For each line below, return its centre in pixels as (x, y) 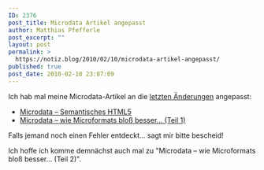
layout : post (30, 45)
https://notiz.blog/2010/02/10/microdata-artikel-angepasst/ (118, 60)
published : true (35, 67)
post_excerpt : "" (37, 37)
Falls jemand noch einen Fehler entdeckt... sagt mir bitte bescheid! (116, 135)
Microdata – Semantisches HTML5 (76, 112)
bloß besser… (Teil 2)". (45, 159)
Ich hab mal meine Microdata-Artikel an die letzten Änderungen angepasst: (130, 96)
